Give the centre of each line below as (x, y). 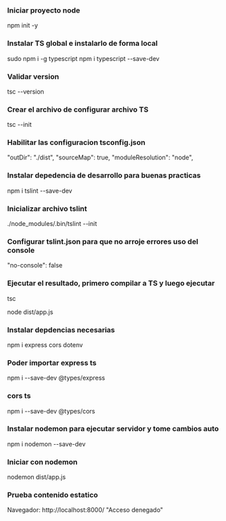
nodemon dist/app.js (37, 477)
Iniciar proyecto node (44, 10)
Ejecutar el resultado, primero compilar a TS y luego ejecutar (111, 283)
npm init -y (22, 26)
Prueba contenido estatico (53, 495)
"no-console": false (35, 265)
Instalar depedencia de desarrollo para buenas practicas (104, 175)
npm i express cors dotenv (45, 344)
